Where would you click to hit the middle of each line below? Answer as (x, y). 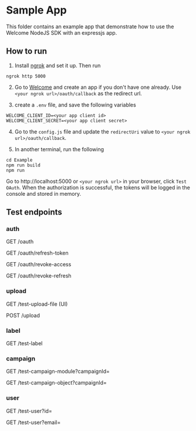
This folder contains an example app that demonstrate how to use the (90, 26)
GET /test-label (24, 343)
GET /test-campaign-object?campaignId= (57, 383)
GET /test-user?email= (33, 422)
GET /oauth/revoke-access (39, 265)
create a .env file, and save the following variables (75, 105)
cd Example (19, 160)
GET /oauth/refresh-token (37, 253)
